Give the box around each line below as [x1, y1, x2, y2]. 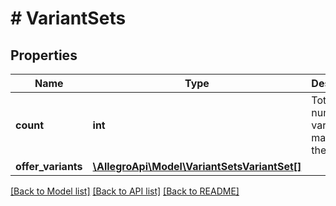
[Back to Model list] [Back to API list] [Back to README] [10, 185, 240, 197]
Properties [10, 47, 78, 64]
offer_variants [15, 160, 83, 173]
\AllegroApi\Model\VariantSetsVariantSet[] [92, 160, 302, 173]
